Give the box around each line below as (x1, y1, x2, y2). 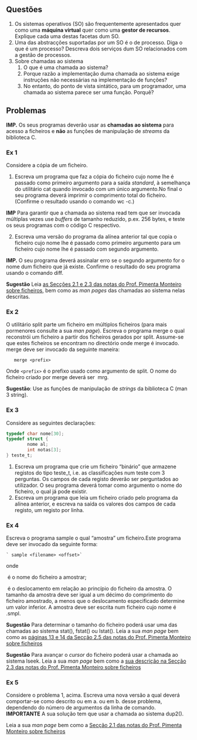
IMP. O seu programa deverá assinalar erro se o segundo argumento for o (6, 257, 185, 264)
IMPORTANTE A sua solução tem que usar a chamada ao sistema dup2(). (6, 710, 184, 717)
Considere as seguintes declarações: (6, 419, 96, 427)
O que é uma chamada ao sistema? (23, 64, 108, 71)
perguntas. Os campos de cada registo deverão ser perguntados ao (14, 475, 179, 482)
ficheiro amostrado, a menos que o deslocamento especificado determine (6, 598, 185, 605)
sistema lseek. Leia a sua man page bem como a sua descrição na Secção (6, 657, 186, 664)
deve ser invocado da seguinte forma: (6, 541, 98, 548)
